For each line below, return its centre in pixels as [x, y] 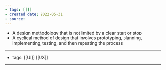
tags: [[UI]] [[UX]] [30, 58]
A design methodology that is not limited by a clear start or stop [77, 33]
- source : [15, 19]
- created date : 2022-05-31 [34, 14]
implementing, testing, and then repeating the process [67, 43]
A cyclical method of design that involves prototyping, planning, [77, 38]
